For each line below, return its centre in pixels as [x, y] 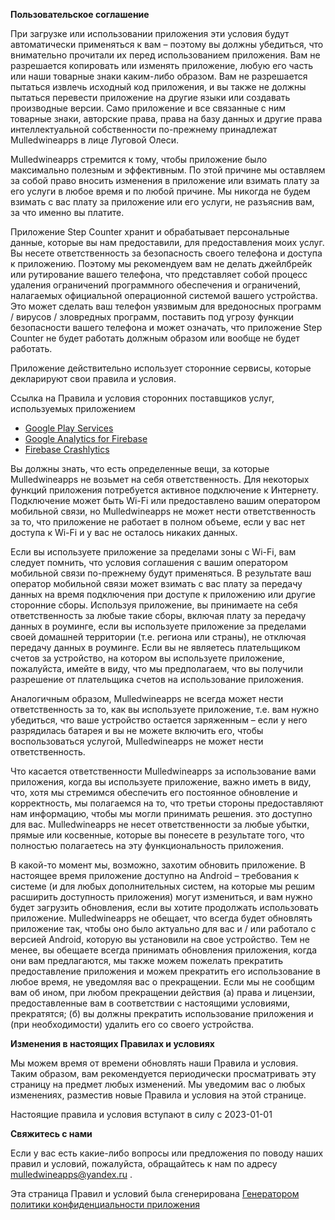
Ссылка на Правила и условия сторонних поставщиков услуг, [142, 398]
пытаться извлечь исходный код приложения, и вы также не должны [158, 87]
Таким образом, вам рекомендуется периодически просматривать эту [163, 1073]
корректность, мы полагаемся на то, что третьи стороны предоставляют [167, 803]
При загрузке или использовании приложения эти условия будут [150, 33]
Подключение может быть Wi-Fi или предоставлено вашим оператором [165, 500]
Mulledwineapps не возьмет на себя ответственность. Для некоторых [160, 479]
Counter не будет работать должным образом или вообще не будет [155, 338]
